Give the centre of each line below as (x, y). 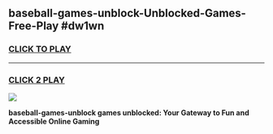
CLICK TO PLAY (40, 50)
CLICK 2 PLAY (37, 80)
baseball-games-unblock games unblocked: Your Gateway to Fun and (129, 112)
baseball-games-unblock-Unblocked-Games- (127, 13)
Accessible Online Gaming (54, 121)
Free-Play (34, 26)
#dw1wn (82, 26)
